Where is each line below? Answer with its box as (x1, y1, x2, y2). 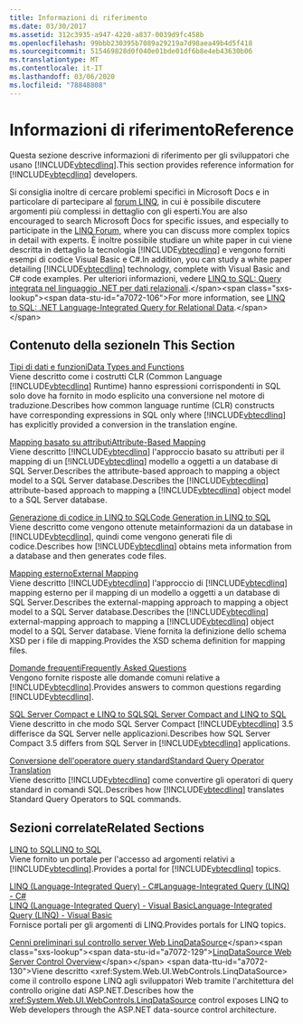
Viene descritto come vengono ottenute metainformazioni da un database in (9, 522, 293, 532)
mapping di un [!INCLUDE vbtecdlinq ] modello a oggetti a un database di (9, 456, 279, 467)
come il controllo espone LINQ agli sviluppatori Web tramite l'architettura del (9, 975, 294, 987)
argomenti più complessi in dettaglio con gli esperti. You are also (9, 206, 248, 216)
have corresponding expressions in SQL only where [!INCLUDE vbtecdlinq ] (9, 409, 287, 421)
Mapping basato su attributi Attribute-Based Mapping (9, 436, 206, 448)
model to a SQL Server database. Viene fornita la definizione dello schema (9, 626, 287, 636)
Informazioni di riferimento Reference (9, 120, 294, 140)
